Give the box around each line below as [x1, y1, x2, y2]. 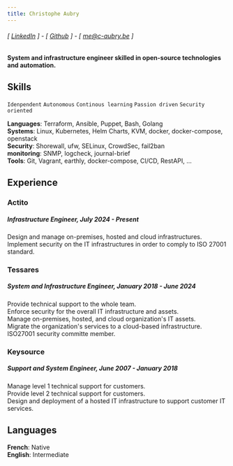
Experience [7, 177, 58, 189]
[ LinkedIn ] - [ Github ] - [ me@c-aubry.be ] [7, 32, 134, 41]
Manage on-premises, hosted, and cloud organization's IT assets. [7, 314, 196, 323]
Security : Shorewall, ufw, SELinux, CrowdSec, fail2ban [7, 141, 165, 150]
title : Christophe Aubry [7, 10, 80, 17]
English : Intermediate [7, 450, 70, 458]
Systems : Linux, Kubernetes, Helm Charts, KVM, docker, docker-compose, [7, 126, 223, 135]
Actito [7, 197, 29, 207]
